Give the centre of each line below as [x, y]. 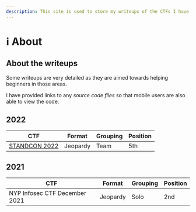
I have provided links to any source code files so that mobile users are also [96, 95]
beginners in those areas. [36, 84]
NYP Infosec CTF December [48, 193]
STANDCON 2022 [34, 146]
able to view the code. [33, 101]
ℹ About [24, 41]
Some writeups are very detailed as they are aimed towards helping [87, 77]
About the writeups [42, 64]
